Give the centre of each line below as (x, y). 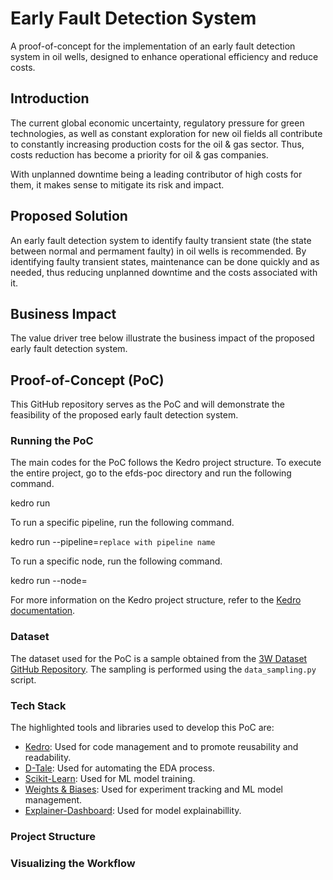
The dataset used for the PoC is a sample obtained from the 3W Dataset (159, 658)
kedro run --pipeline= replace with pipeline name (113, 542)
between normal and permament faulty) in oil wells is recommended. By (158, 251)
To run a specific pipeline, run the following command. (122, 523)
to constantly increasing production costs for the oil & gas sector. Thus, (157, 144)
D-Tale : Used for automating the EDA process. (119, 768)
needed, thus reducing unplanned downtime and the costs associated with (164, 272)
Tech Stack (38, 705)
